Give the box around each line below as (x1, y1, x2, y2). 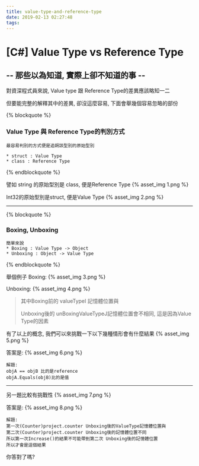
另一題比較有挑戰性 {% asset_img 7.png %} (6, 391, 111, 398)
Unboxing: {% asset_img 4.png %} (6, 285, 91, 292)
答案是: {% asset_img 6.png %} (6, 348, 83, 356)
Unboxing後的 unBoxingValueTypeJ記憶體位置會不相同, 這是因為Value (20, 310, 191, 317)
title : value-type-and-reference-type (6, 8, 102, 15)
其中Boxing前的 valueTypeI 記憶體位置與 (20, 297, 119, 305)
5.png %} (6, 337, 30, 344)
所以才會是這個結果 (6, 442, 46, 448)
